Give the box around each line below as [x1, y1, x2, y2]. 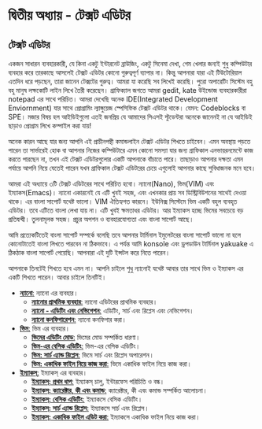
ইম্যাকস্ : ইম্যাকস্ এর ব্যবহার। [19, 368, 88, 377]
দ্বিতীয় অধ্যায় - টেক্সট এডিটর [8, 6, 131, 24]
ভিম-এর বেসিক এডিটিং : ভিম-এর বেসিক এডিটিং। [31, 342, 141, 350]
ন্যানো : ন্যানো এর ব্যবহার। [19, 288, 79, 298]
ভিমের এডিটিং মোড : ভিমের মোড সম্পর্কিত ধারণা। [31, 333, 141, 342]
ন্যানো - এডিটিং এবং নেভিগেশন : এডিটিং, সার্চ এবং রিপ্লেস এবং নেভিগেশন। [31, 306, 194, 315]
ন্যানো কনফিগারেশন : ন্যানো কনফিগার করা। [31, 315, 127, 324]
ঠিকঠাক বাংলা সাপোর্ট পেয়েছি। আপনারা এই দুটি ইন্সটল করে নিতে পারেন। [8, 248, 171, 257]
